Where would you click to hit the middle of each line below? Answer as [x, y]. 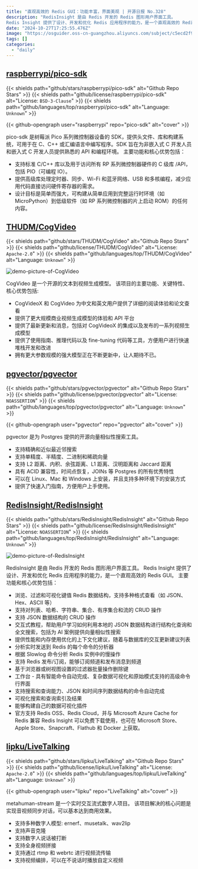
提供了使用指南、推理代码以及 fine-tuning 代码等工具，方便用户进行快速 [102, 340]
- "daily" [23, 50]
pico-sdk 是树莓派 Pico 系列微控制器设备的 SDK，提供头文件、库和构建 [92, 137]
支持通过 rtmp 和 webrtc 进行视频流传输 [63, 852]
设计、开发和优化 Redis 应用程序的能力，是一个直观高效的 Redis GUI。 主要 [97, 575]
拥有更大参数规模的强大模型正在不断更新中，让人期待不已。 [87, 355]
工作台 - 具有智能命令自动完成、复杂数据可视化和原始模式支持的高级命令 [103, 676]
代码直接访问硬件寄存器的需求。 [59, 186]
